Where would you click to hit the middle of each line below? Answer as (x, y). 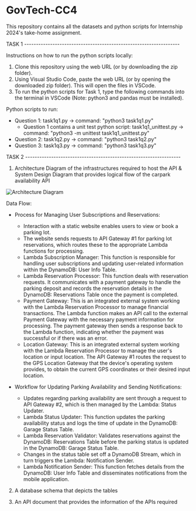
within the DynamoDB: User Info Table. (70, 270)
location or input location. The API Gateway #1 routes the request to (105, 357)
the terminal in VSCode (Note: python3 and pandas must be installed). (99, 98)
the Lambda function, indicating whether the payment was (94, 332)
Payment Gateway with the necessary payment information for (99, 319)
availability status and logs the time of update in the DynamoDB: (100, 423)
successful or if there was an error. (66, 338)
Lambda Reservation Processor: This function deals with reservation (106, 275)
